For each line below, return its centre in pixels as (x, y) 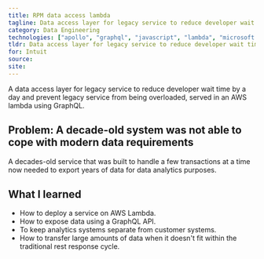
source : (21, 60)
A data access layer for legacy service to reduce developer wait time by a (127, 89)
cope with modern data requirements (101, 142)
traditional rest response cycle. (70, 246)
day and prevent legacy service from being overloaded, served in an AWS (128, 97)
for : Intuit (27, 52)
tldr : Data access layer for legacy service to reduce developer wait (126, 45)
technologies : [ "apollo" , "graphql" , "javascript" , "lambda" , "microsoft (132, 37)
